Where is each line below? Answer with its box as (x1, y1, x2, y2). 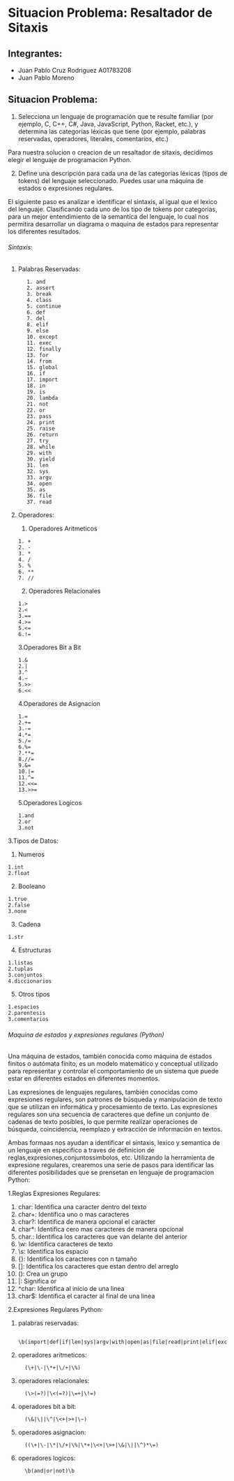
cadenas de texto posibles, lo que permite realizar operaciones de (8, 1118, 198, 1126)
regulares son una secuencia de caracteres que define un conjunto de (8, 1110, 210, 1119)
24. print (26, 419, 55, 426)
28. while (26, 444, 55, 451)
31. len (26, 462, 49, 469)
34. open (26, 480, 52, 487)
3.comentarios (8, 1016, 49, 1023)
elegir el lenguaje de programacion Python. (8, 155, 132, 164)
